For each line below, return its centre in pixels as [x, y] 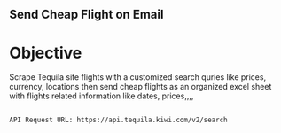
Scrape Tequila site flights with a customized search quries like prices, [138, 77]
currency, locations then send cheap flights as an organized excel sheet [140, 87]
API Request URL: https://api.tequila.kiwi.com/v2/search [118, 120]
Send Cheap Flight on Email [86, 15]
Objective [46, 53]
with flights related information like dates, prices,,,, [101, 96]
